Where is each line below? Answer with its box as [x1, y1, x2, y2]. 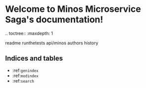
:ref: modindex [12, 73, 39, 79]
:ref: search [12, 78, 35, 84]
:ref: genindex [12, 67, 39, 73]
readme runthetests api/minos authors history [5, 40, 98, 45]
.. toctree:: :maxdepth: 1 [5, 30, 53, 36]
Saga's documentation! [5, 14, 103, 25]
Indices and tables [5, 54, 63, 63]
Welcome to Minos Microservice [5, 3, 141, 15]
